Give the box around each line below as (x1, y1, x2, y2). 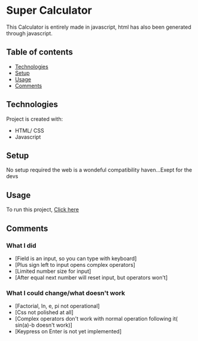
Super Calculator (6, 4, 92, 17)
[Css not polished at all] (14, 309, 74, 316)
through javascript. (6, 29, 53, 36)
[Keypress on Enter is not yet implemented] (14, 328, 122, 335)
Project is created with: (6, 115, 63, 123)
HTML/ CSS (14, 127, 44, 134)
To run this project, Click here (6, 206, 79, 213)
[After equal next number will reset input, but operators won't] (14, 273, 168, 281)
